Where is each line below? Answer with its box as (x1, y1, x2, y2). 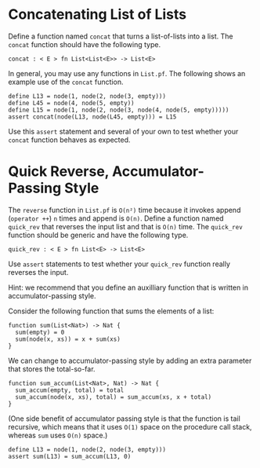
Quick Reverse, (8, 163, 110, 181)
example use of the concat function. (8, 77, 124, 86)
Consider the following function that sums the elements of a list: (8, 306, 215, 316)
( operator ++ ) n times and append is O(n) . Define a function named (8, 214, 225, 223)
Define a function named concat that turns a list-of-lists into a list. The (8, 31, 233, 41)
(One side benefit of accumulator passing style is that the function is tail (8, 414, 240, 423)
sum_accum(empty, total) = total (15, 386, 125, 394)
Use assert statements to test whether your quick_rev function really (8, 259, 231, 269)
